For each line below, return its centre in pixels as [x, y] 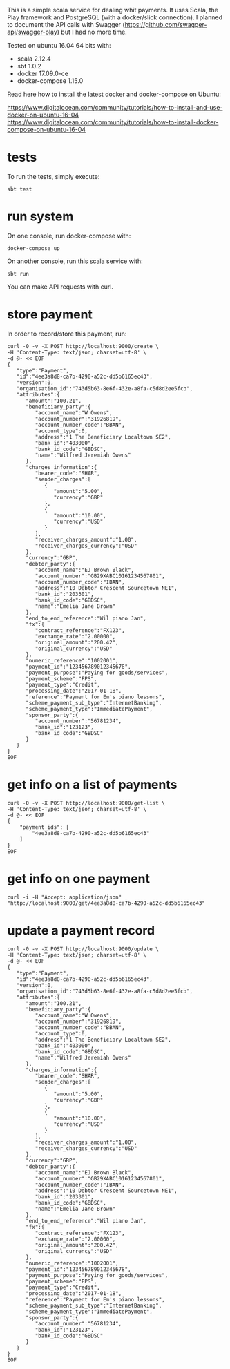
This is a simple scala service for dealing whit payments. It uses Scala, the [113, 10]
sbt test [20, 189]
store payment [50, 315]
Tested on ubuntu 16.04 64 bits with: [59, 45]
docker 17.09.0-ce [43, 73]
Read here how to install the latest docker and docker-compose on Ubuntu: [114, 94]
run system [40, 217]
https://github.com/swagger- [166, 25]
